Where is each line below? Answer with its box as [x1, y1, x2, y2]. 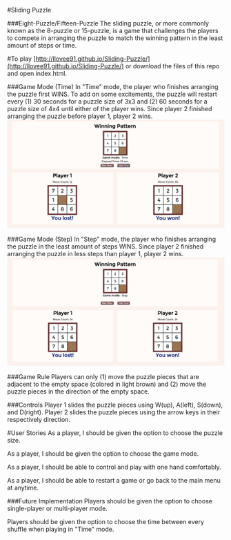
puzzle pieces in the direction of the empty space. [7, 387, 150, 396]
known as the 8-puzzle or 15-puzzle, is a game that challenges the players [7, 27, 219, 35]
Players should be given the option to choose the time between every [7, 517, 205, 525]
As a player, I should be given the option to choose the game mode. [7, 449, 199, 458]
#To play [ [7, 55, 36, 63]
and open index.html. [7, 69, 68, 77]
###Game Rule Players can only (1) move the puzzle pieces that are [7, 372, 200, 380]
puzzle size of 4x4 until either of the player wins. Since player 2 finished [7, 105, 212, 113]
